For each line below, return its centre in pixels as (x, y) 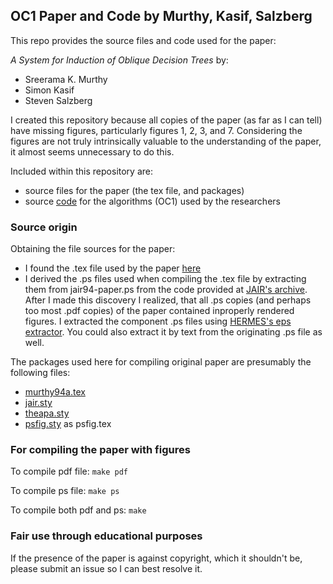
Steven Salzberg (58, 100)
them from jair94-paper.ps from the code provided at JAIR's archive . (166, 290)
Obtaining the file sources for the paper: (93, 249)
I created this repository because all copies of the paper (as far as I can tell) (166, 120)
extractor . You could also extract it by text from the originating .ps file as (173, 332)
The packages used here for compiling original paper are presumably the (161, 362)
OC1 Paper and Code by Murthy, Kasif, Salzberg (161, 16)
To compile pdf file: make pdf (69, 471)
